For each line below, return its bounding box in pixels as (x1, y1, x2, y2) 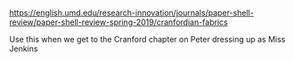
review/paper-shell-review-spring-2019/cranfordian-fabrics (9, 17, 229, 27)
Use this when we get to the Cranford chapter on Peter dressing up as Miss (9, 34, 286, 44)
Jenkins (9, 43, 38, 54)
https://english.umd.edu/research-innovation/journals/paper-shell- (9, 8, 254, 18)
